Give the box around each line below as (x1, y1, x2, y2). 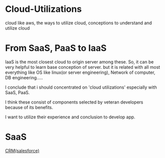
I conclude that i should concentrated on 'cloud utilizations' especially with (5, 84, 157, 90)
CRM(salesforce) (5, 148, 40, 154)
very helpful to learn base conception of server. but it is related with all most (5, 64, 161, 70)
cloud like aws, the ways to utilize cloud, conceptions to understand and (5, 20, 152, 26)
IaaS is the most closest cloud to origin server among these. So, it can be (5, 58, 154, 65)
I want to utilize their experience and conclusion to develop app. (5, 114, 136, 120)
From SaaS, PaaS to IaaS (5, 43, 107, 54)
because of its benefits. (5, 104, 53, 110)
